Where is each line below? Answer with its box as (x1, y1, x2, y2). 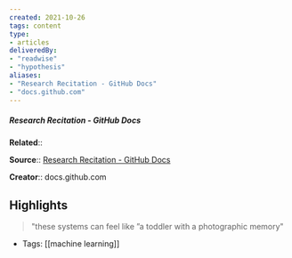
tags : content (9, 21, 62, 30)
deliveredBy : (9, 46, 58, 55)
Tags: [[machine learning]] (21, 238, 120, 249)
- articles (9, 37, 50, 47)
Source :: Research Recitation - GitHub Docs (9, 155, 171, 165)
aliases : (9, 71, 42, 80)
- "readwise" (9, 54, 58, 63)
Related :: (9, 137, 43, 148)
